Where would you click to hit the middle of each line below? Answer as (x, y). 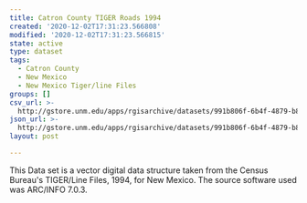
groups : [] (30, 94)
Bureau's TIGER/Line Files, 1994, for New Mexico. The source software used (153, 179)
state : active (37, 43)
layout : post (34, 137)
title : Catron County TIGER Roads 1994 (85, 18)
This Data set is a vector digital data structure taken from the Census (139, 170)
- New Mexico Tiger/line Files (77, 86)
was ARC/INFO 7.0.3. (49, 189)
